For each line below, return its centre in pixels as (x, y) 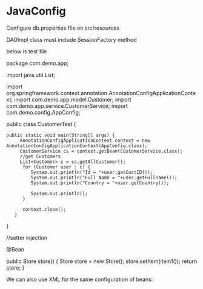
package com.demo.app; (38, 63)
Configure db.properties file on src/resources (63, 28)
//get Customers (40, 156)
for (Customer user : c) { (56, 167)
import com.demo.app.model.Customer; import (73, 99)
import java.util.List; (31, 75)
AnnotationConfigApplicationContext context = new (85, 141)
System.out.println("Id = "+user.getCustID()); (92, 172)
